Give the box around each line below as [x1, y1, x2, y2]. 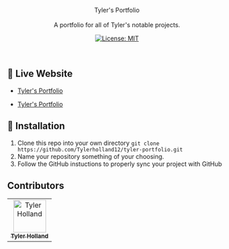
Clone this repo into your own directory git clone [17, 139, 160, 147]
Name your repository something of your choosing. [17, 152, 165, 160]
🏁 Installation [7, 120, 65, 132]
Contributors [7, 180, 65, 192]
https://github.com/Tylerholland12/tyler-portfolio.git [17, 146, 183, 153]
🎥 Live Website [7, 68, 73, 80]
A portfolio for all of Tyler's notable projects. [53, 21, 181, 29]
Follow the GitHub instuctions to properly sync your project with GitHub [17, 160, 223, 168]
